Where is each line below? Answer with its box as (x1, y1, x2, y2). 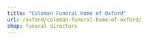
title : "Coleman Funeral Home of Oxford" (7, 9, 127, 17)
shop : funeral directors (7, 22, 78, 29)
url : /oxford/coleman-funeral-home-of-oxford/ (7, 16, 142, 23)
